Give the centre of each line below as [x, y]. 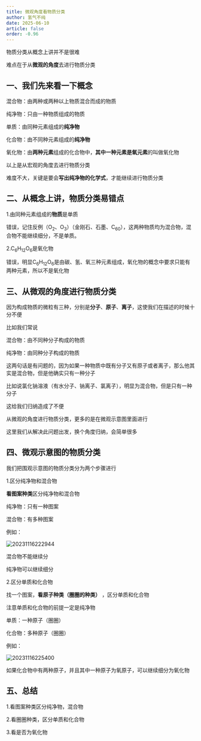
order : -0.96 [22, 34]
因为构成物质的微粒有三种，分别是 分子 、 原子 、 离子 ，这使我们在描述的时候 [98, 306]
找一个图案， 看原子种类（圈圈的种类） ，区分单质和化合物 [78, 594]
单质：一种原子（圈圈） [35, 620]
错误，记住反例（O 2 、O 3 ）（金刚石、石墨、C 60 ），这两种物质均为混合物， [96, 227]
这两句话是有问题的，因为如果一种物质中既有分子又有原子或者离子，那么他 [98, 365]
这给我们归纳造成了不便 [35, 406]
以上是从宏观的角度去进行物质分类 [48, 165]
